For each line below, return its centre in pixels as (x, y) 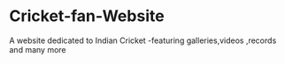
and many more (38, 49)
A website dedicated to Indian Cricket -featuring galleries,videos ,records (143, 40)
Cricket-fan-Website (87, 16)
